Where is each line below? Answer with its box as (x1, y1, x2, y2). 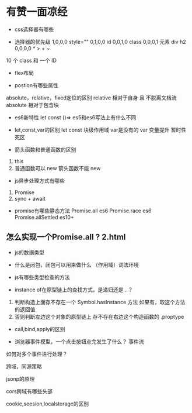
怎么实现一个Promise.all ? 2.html (6, 232, 126, 242)
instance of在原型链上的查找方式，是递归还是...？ (14, 286, 133, 293)
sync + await (14, 195, 46, 202)
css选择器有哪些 (14, 26, 54, 33)
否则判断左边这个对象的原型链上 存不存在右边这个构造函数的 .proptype (14, 313, 184, 320)
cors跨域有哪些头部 (6, 387, 53, 395)
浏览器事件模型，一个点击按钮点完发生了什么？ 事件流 (14, 338, 144, 345)
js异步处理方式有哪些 (14, 177, 65, 184)
